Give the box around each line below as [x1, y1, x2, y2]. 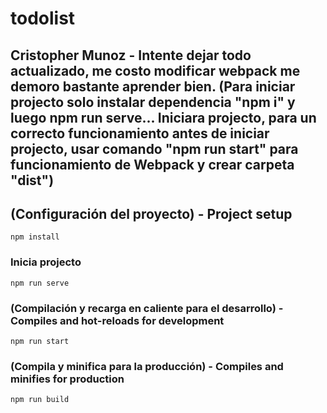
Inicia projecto [10, 255, 82, 269]
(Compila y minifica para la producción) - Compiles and [10, 359, 284, 373]
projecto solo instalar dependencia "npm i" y [10, 93, 296, 111]
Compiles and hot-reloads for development [10, 313, 225, 327]
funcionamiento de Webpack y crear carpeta [10, 156, 295, 173]
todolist [10, 7, 76, 30]
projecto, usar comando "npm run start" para [10, 140, 299, 157]
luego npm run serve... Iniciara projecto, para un [10, 109, 317, 126]
